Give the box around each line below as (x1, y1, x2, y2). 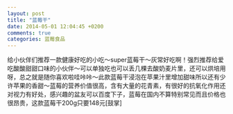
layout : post (7, 10, 45, 17)
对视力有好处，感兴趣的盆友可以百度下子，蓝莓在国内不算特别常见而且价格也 (7, 91, 226, 99)
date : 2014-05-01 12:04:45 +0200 (7, 23, 104, 30)
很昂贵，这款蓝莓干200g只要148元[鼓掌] (7, 99, 123, 107)
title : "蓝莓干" (7, 17, 51, 23)
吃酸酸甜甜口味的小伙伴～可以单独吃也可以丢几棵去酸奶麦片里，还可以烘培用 (7, 64, 226, 73)
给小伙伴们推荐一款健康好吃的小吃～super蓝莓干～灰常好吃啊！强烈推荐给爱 (7, 56, 224, 64)
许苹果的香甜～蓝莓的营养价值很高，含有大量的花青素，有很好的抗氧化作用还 (7, 82, 226, 90)
